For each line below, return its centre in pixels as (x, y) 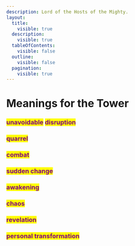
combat (18, 155)
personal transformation (43, 236)
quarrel (17, 138)
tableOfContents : (34, 46)
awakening (23, 187)
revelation (21, 219)
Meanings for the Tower (67, 104)
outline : (23, 57)
